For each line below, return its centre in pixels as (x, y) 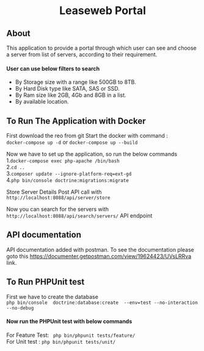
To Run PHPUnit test (46, 282)
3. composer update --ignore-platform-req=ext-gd (69, 174)
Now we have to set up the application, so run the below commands (92, 154)
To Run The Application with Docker (76, 121)
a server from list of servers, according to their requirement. (82, 55)
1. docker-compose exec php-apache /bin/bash (63, 160)
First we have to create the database (53, 296)
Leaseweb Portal (103, 11)
